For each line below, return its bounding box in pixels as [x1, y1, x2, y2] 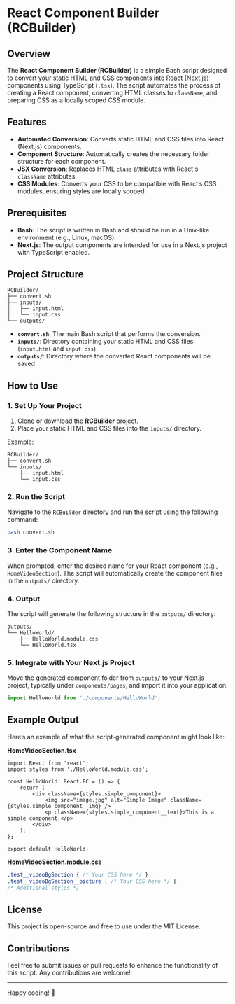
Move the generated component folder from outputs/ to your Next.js [7, 674, 205, 682]
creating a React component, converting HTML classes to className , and [7, 89, 218, 97]
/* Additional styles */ [7, 884, 80, 891]
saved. [17, 359, 37, 368]
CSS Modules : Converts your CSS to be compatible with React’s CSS [17, 179, 217, 188]
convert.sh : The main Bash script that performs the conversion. [17, 330, 201, 338]
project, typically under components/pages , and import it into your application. [7, 681, 228, 690]
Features [7, 116, 47, 128]
